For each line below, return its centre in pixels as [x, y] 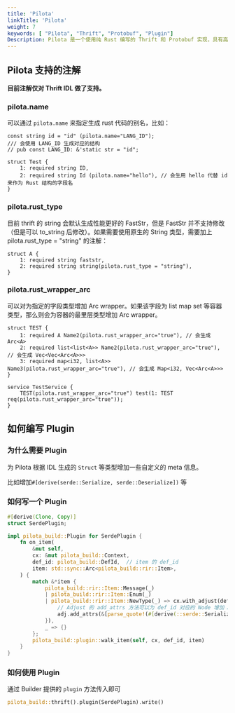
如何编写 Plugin [41, 429]
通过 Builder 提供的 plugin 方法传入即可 [64, 689]
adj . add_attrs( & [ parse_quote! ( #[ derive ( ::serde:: [131, 614]
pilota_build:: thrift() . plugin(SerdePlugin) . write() [86, 702]
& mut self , [48, 549]
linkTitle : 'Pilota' [37, 20]
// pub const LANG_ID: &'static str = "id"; [73, 150]
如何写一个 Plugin [37, 502]
